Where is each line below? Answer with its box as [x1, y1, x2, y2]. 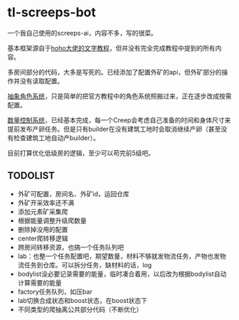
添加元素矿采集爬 [17, 207, 68, 215]
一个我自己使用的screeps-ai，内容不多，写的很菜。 [7, 28, 158, 37]
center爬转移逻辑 [17, 234, 69, 242]
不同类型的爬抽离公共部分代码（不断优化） [17, 305, 143, 314]
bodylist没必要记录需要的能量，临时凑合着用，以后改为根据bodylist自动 [17, 270, 227, 278]
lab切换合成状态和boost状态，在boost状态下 [17, 296, 148, 304]
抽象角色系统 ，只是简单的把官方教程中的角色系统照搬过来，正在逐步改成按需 [7, 92, 232, 100]
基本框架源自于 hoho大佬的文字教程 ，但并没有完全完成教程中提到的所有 [7, 43, 216, 52]
